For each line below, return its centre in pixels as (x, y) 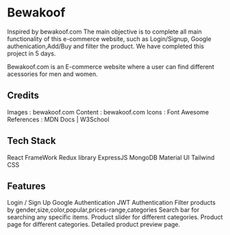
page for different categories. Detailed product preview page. (94, 225)
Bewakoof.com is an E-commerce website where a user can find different (111, 66)
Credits (23, 96)
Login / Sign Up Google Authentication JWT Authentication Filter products (111, 203)
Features (26, 186)
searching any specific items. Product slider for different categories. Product (115, 217)
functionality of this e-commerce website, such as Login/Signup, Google (109, 38)
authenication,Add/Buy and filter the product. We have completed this (105, 46)
